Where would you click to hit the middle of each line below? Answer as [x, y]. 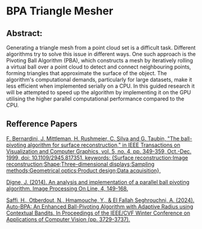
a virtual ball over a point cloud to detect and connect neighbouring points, [99, 67]
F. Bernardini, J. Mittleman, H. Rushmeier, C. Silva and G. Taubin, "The [93, 138]
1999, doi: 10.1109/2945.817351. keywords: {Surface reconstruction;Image [97, 157]
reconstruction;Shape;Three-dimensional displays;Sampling [81, 164]
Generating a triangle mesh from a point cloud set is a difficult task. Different [101, 47]
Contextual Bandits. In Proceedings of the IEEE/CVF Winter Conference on [98, 213]
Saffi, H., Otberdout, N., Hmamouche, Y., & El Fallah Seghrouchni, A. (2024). [100, 200]
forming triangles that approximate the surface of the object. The [87, 73]
